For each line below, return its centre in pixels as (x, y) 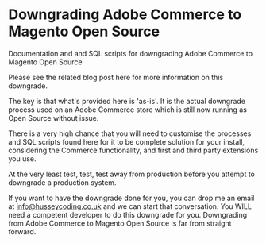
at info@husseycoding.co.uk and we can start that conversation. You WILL (130, 206)
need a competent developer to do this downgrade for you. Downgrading (128, 214)
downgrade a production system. (62, 182)
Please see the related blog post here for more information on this (116, 77)
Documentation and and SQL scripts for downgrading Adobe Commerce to (130, 53)
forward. (22, 231)
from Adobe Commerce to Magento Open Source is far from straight (120, 223)
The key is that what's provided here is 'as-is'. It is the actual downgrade (127, 101)
